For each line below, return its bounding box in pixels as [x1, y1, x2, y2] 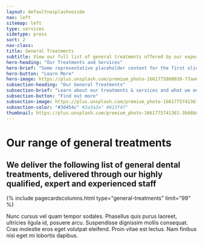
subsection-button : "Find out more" [6, 93, 98, 99]
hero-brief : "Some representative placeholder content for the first [6, 65, 185, 71]
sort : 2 [6, 37, 26, 43]
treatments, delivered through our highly [6, 169, 163, 179]
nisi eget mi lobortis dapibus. [6, 232, 79, 239]
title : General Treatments [6, 48, 74, 54]
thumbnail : [6, 110, 34, 116]
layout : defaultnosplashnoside [6, 8, 85, 15]
